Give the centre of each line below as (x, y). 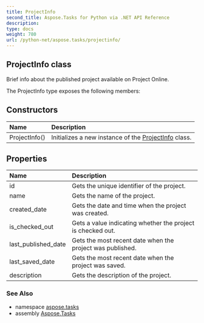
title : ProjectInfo (31, 12)
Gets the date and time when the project (129, 205)
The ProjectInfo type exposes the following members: (73, 91)
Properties (27, 159)
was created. (90, 213)
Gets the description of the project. (122, 275)
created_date (28, 210)
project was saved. (99, 265)
